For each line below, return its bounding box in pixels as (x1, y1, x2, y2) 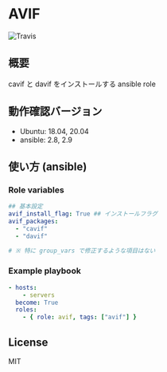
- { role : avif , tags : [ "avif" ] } (22, 313, 137, 322)
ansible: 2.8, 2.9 (19, 135, 73, 144)
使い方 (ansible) (8, 160, 87, 173)
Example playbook (8, 265, 81, 276)
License (8, 335, 49, 349)
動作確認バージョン (8, 105, 103, 118)
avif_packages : (8, 217, 59, 225)
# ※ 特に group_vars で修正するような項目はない (8, 247, 156, 255)
